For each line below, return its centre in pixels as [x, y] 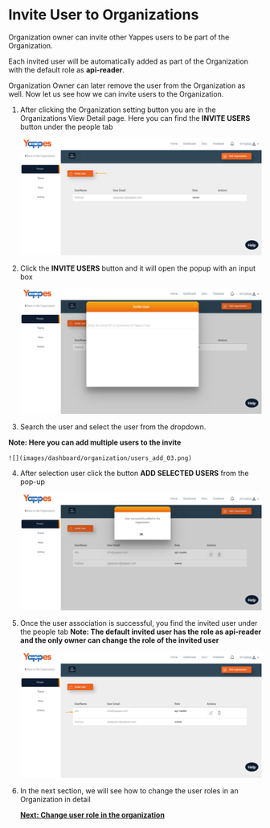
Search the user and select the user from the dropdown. [113, 427]
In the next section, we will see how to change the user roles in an [129, 790]
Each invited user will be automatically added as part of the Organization [129, 61]
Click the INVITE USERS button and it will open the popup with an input [137, 268]
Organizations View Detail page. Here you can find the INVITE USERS [135, 118]
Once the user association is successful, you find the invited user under [139, 623]
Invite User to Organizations [104, 15]
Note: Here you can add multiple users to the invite [95, 443]
